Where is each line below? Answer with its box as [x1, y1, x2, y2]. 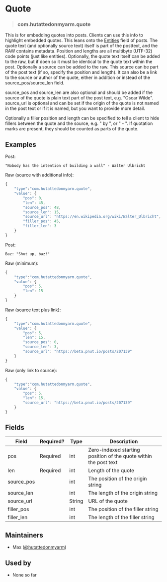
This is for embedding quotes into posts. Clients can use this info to [5, 32, 143, 38]
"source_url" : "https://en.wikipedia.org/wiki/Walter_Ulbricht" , [23, 214, 162, 219]
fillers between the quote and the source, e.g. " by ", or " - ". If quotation [5, 120, 153, 126]
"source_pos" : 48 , [23, 205, 61, 210]
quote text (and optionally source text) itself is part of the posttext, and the [5, 43, 158, 49]
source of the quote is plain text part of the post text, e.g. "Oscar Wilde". [5, 95, 154, 101]
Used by [5, 559, 31, 567]
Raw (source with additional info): [5, 172, 74, 178]
